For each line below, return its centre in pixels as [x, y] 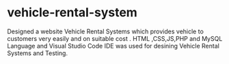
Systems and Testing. [38, 53]
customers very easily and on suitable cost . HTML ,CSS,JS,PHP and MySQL [115, 38]
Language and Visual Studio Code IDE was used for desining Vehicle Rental [113, 46]
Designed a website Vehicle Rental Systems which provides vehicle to [105, 31]
